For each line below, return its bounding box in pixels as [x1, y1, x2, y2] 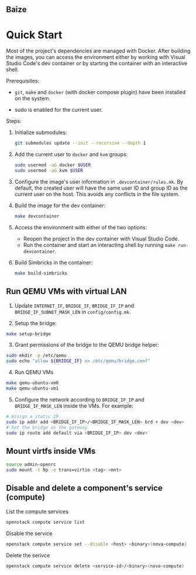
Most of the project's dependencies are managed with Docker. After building [6, 47, 191, 54]
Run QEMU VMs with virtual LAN [6, 287, 127, 297]
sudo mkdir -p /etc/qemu [6, 353, 67, 359]
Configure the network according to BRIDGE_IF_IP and [14, 396, 145, 403]
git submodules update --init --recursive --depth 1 [14, 140, 146, 146]
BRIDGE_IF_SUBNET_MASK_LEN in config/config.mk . [14, 308, 131, 315]
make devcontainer [14, 213, 60, 219]
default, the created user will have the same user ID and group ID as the [14, 184, 188, 191]
